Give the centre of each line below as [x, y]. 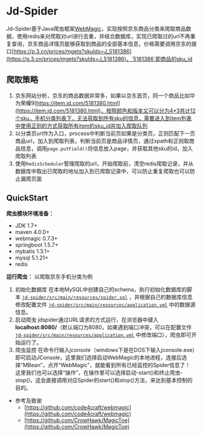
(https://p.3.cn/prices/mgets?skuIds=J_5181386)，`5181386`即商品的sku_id [99, 59]
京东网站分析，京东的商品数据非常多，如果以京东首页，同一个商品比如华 [105, 96]
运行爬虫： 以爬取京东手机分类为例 [49, 276]
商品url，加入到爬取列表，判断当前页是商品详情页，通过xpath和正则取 [102, 141]
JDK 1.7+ [26, 226]
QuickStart [27, 198]
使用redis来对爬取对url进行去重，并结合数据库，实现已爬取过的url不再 [103, 36]
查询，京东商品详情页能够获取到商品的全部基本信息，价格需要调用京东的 [101, 44]
